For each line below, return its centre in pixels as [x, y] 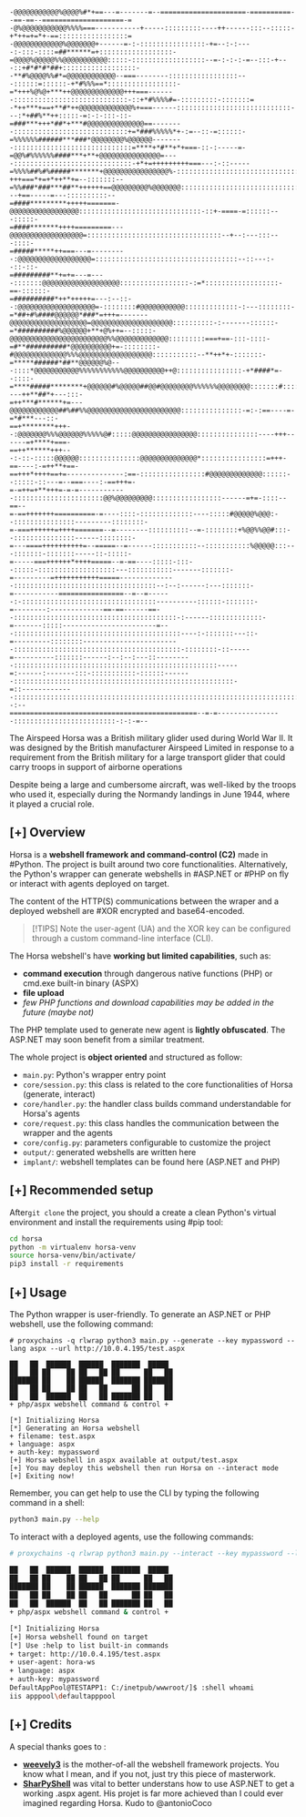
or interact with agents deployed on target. [90, 883]
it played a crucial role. [52, 804]
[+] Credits [41, 1725]
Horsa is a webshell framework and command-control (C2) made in [139, 854]
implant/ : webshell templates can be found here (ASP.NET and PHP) [151, 1162]
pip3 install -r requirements [67, 1264]
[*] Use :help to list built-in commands [89, 1645]
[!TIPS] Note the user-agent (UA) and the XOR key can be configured [161, 929]
